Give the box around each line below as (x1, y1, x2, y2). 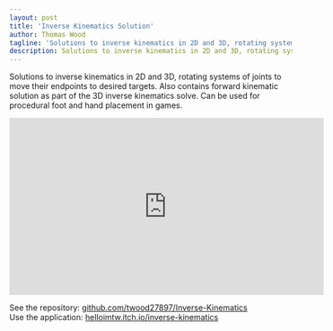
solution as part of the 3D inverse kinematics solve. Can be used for (9, 91, 260, 102)
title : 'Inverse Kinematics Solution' (9, 22, 154, 31)
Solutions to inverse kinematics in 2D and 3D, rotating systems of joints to (9, 71, 282, 82)
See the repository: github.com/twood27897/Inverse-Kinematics (9, 302, 249, 313)
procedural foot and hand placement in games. (9, 100, 183, 111)
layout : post (9, 13, 58, 22)
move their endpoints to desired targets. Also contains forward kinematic (9, 81, 279, 92)
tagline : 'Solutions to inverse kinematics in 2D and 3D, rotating (9, 38, 267, 48)
